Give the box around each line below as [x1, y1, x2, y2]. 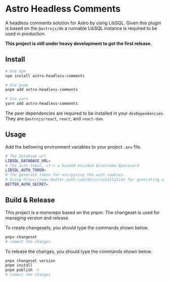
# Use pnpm [5, 82, 28, 88]
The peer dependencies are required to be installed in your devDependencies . [5, 110, 164, 116]
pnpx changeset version [5, 258, 56, 263]
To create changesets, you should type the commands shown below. [5, 224, 149, 231]
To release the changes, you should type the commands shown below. [5, 248, 152, 254]
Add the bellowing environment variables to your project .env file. [5, 144, 142, 150]
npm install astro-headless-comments [5, 73, 85, 79]
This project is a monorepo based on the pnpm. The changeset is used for [5, 209, 160, 216]
